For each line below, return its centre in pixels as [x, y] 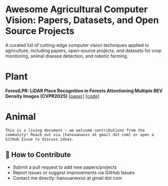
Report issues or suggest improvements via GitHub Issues [74, 172]
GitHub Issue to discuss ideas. [40, 139]
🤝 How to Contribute [38, 155]
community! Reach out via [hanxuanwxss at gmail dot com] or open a [80, 135]
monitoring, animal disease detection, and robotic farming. [67, 56]
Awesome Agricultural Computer [77, 9]
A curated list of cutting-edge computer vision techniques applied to [77, 45]
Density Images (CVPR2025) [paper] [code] [52, 96]
